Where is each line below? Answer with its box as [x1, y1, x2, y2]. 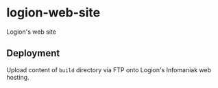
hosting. [6, 73, 29, 81]
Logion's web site [6, 27, 56, 36]
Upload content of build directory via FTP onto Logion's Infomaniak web [6, 65, 212, 74]
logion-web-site [6, 5, 101, 21]
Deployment [6, 47, 60, 59]
